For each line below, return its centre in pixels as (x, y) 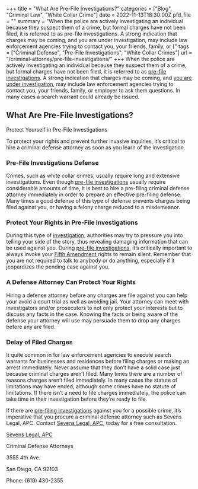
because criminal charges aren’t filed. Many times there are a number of (94, 374)
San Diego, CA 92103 (32, 469)
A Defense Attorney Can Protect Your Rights (71, 282)
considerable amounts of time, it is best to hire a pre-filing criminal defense (98, 188)
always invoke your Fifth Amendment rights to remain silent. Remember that (99, 254)
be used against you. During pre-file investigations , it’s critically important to (99, 248)
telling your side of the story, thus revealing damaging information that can (97, 242)
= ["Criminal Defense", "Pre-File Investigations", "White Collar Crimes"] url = (99, 52)
